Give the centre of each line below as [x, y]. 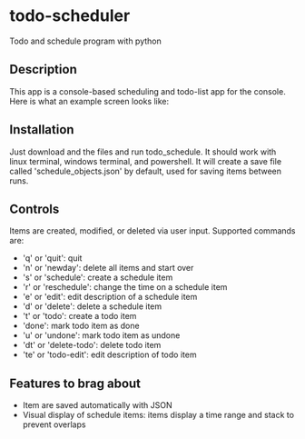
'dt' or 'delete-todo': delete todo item [92, 345]
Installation [42, 130]
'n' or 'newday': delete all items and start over [108, 268]
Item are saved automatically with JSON [97, 405]
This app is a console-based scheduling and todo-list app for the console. [148, 91]
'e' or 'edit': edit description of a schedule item [110, 297]
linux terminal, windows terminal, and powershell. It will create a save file [146, 161]
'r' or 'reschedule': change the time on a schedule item [125, 287]
